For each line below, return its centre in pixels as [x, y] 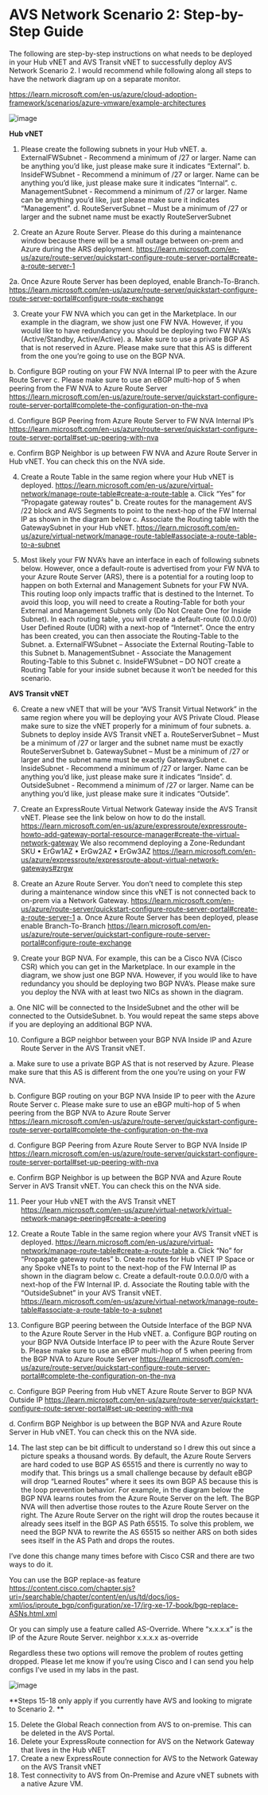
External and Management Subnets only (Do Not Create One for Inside [136, 610]
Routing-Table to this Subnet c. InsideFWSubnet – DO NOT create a [131, 661]
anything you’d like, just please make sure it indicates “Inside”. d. [126, 777]
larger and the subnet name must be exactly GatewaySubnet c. [124, 759]
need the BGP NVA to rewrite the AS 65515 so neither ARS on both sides [139, 1532]
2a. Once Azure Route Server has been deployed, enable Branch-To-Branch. [134, 281]
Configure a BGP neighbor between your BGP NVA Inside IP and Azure [136, 1039]
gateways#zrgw [47, 868]
